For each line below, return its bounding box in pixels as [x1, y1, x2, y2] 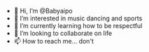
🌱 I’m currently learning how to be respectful [13, 22, 143, 30]
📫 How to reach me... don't [13, 37, 94, 45]
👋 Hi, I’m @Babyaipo [13, 7, 73, 15]
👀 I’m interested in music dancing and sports [13, 14, 143, 22]
